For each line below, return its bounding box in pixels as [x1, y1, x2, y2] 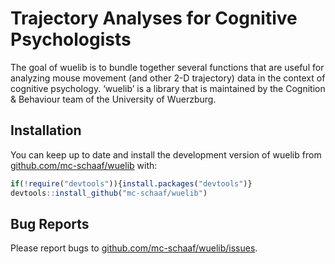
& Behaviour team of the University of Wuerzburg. [10, 93, 217, 105]
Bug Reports [10, 215, 90, 232]
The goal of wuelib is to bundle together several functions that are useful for [10, 61, 325, 73]
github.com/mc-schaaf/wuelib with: [10, 159, 158, 171]
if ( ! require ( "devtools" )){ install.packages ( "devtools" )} [10, 178, 253, 189]
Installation [10, 122, 82, 139]
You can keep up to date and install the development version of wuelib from [10, 148, 322, 161]
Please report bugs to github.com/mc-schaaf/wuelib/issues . [10, 242, 258, 254]
